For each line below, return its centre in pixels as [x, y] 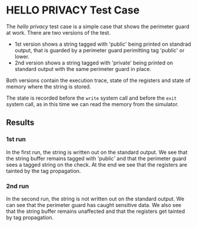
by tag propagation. [30, 217]
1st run [16, 140]
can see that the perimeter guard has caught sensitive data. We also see [94, 205]
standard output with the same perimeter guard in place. [83, 69]
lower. [22, 56]
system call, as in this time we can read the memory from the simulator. [93, 104]
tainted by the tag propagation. [44, 171]
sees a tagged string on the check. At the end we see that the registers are [97, 164]
